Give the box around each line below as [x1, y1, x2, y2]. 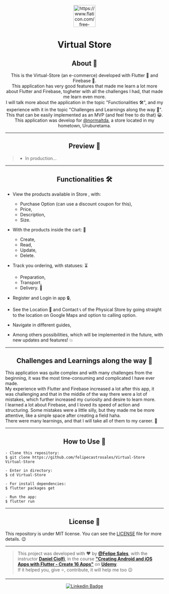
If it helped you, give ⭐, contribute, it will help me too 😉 [17, 567, 133, 573]
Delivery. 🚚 [20, 285, 43, 291]
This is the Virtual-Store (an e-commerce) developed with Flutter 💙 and [11, 72, 158, 78]
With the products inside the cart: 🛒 [12, 226, 87, 232]
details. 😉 [5, 536, 26, 542]
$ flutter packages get [5, 486, 55, 491]
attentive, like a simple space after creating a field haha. [5, 412, 121, 418]
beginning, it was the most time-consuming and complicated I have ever [5, 375, 155, 381]
